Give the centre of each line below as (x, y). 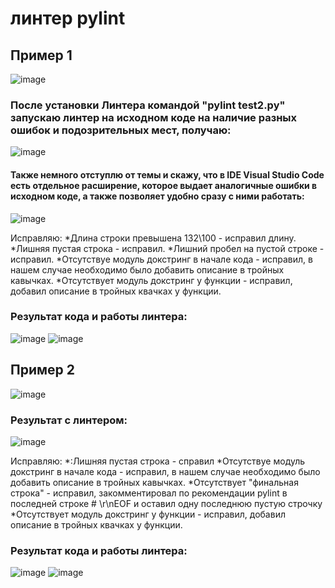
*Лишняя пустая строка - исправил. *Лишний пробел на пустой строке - (167, 248)
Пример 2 (43, 370)
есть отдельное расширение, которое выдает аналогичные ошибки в (164, 185)
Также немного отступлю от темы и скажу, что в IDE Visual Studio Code (167, 174)
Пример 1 (41, 55)
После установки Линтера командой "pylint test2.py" (148, 105)
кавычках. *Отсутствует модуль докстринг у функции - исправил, (151, 280)
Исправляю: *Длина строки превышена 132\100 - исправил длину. (153, 238)
